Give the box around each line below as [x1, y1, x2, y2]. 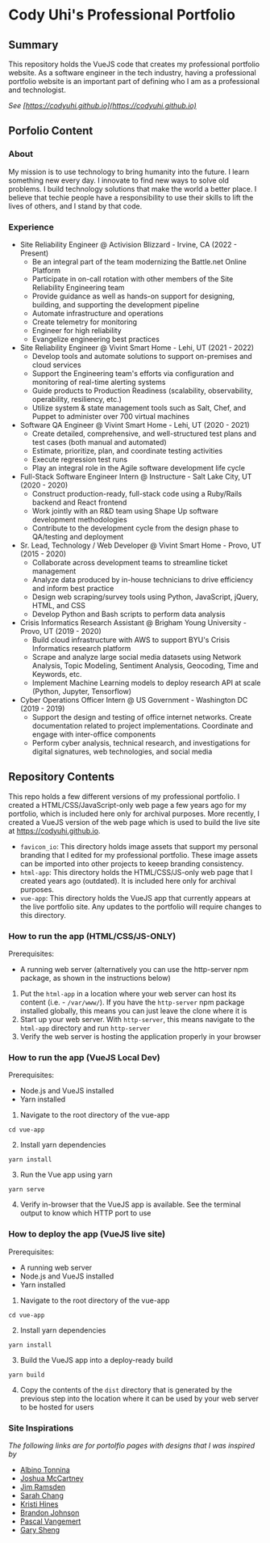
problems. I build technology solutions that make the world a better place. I [8, 184, 257, 193]
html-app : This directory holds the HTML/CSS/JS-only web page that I [19, 867, 253, 877]
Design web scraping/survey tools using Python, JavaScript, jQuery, [31, 592, 259, 602]
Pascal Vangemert [19, 1516, 81, 1526]
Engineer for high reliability [31, 325, 123, 335]
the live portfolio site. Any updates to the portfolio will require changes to [19, 902, 262, 911]
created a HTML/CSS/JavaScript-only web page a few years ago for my [8, 800, 247, 810]
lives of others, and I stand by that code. [8, 201, 143, 211]
